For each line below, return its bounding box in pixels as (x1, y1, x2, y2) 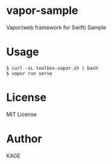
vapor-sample (6, 4, 78, 18)
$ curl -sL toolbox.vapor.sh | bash (6, 65, 98, 71)
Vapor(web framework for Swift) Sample (6, 24, 107, 31)
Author (6, 132, 42, 146)
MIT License (6, 111, 37, 118)
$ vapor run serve (6, 70, 52, 77)
